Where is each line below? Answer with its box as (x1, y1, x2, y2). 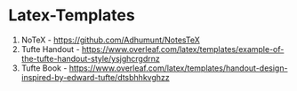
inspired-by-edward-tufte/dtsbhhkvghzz (20, 72, 170, 82)
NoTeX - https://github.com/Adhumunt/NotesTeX (20, 34, 201, 45)
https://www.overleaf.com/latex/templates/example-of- (82, 43, 285, 54)
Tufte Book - (20, 63, 68, 73)
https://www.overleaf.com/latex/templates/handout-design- (68, 63, 288, 73)
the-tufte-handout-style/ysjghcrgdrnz (20, 53, 161, 64)
